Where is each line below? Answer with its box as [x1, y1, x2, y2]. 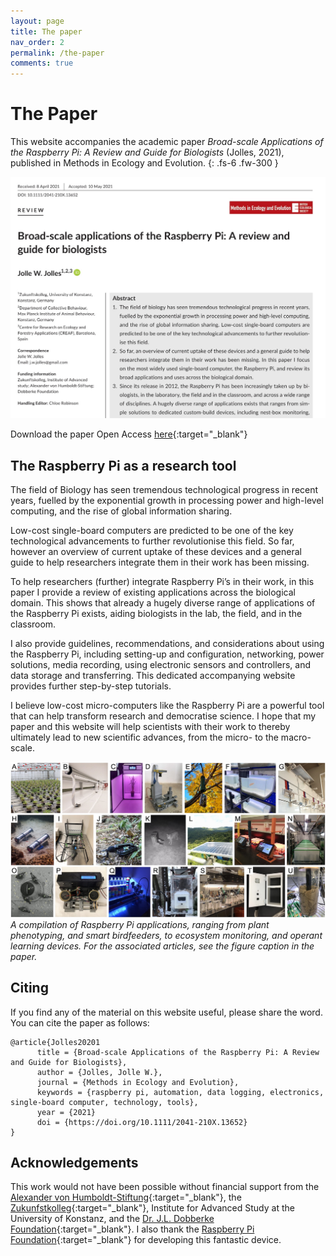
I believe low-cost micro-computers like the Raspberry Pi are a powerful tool [10, 700, 325, 712]
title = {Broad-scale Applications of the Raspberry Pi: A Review [36, 1047, 320, 1057]
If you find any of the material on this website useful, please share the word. [10, 1006, 323, 1018]
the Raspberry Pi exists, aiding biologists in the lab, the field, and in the [10, 608, 303, 620]
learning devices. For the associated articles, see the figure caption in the [10, 940, 315, 952]
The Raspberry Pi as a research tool [10, 457, 237, 474]
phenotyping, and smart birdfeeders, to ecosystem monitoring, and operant [10, 929, 323, 941]
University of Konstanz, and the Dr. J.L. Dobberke [10, 1213, 215, 1225]
